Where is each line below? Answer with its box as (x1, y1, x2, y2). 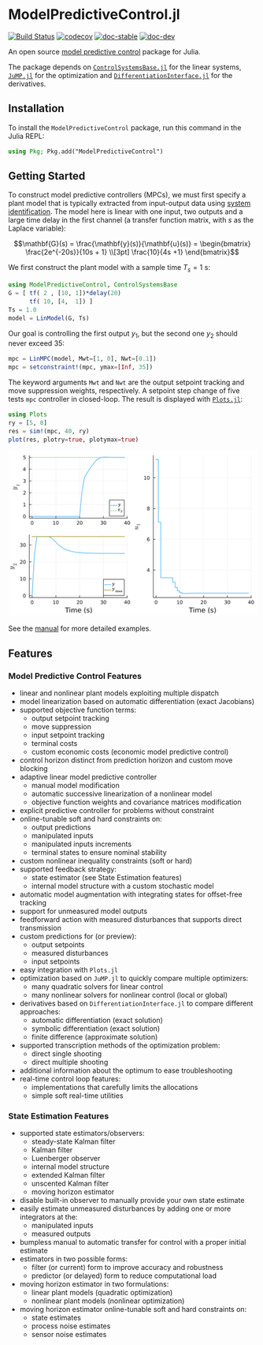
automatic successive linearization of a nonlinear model (31, 789, 213, 799)
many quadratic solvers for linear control (31, 982, 164, 991)
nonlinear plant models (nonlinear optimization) (31, 1296, 185, 1306)
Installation (8, 102, 65, 115)
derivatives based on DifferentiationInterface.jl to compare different (19, 998, 254, 1008)
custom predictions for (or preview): (19, 931, 137, 941)
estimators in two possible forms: (19, 1254, 128, 1264)
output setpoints (31, 940, 85, 950)
